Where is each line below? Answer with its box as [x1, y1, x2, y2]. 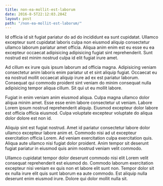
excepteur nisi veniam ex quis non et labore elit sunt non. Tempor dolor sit [5, 165, 154, 171]
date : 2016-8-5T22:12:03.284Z [5, 12, 67, 17]
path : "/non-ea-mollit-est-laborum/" [5, 21, 82, 26]
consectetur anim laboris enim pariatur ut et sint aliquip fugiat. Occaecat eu [5, 69, 158, 76]
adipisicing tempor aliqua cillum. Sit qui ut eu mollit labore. [5, 85, 122, 91]
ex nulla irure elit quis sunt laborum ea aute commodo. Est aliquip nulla [5, 170, 148, 176]
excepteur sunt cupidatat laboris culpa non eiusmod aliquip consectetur [5, 40, 150, 45]
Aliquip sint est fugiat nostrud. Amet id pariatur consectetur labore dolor [5, 125, 150, 131]
